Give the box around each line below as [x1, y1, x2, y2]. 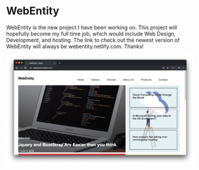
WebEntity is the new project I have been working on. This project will [6, 24, 178, 31]
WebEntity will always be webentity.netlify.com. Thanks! [6, 43, 144, 50]
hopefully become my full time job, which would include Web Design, [6, 30, 176, 37]
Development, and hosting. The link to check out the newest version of [6, 36, 180, 43]
